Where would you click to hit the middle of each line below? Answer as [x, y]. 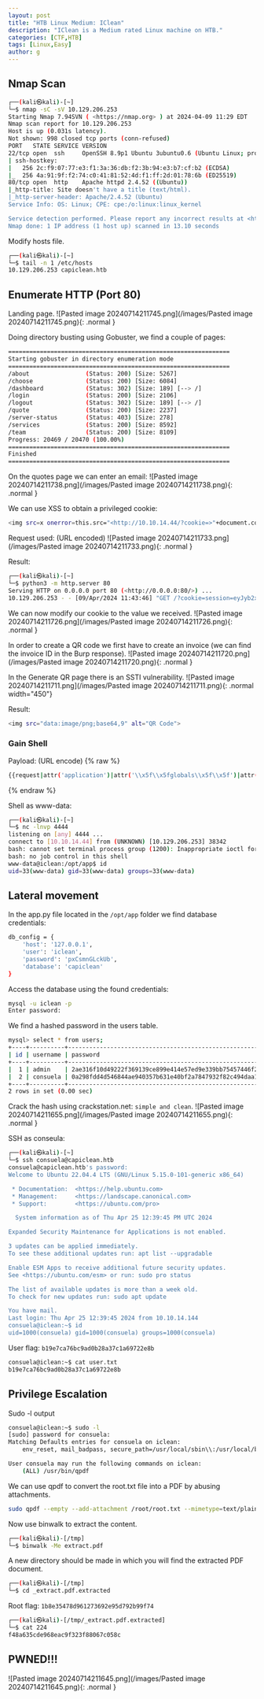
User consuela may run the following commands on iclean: [105, 1464]
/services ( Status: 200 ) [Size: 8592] [93, 425]
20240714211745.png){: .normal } [62, 322]
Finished [22, 454]
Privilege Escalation [58, 1394]
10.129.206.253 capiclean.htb [58, 270]
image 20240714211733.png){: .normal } [128, 546]
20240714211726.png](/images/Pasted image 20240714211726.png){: [121, 621]
